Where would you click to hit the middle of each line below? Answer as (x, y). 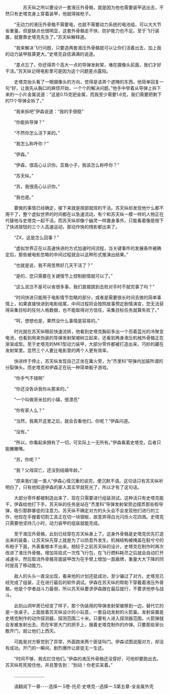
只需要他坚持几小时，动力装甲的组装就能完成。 (54, 523)
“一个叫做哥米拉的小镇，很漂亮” (47, 399)
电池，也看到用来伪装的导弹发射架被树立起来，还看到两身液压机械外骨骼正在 (84, 338)
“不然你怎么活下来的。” (37, 133)
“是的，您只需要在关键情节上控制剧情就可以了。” (63, 276)
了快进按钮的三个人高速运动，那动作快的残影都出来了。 (62, 227)
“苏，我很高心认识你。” (37, 186)
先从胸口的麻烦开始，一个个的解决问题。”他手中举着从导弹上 (91, 88)
